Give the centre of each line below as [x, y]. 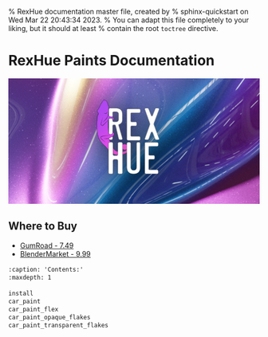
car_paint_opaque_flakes [49, 317]
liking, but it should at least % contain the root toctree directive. [113, 28]
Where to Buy [43, 226]
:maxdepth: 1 [30, 277]
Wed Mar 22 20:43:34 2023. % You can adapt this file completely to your [129, 20]
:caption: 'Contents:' [46, 269]
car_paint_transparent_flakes [59, 325]
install [21, 293]
